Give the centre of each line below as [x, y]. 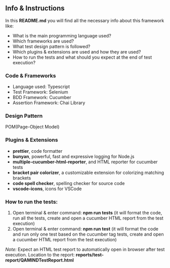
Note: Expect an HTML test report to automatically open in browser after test [85, 249]
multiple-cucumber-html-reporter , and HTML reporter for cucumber [85, 162]
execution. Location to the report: [40, 255]
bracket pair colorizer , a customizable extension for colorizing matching [88, 172]
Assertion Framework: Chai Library [49, 103]
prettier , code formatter [37, 151]
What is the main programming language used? [62, 35]
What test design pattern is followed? [51, 46]
